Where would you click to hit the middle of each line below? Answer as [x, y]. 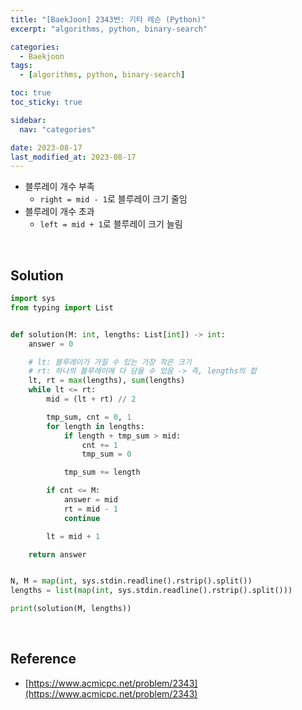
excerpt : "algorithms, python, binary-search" [109, 29]
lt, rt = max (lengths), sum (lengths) [107, 381]
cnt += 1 [99, 445]
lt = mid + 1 [73, 536]
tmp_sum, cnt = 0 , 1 [89, 417]
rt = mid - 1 [90, 509]
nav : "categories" [58, 129]
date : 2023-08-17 [46, 147]
